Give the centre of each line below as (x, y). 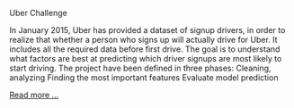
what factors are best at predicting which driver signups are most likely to (146, 58)
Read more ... (34, 95)
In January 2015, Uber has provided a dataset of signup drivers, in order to (147, 30)
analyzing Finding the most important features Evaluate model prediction (144, 78)
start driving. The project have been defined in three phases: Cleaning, (140, 68)
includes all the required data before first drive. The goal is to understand (145, 49)
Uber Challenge (38, 13)
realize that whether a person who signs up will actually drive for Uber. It (143, 40)
